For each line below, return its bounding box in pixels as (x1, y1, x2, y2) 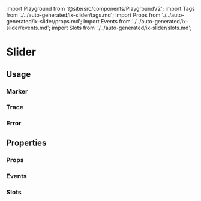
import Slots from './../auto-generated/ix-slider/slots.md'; (52, 24, 192, 31)
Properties (6, 137, 47, 148)
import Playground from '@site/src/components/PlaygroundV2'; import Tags (6, 5, 195, 12)
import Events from (83, 18, 131, 25)
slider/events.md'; (6, 24, 51, 31)
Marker (6, 87, 28, 95)
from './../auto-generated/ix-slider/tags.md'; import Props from (6, 11, 161, 19)
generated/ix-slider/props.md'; (6, 18, 82, 25)
